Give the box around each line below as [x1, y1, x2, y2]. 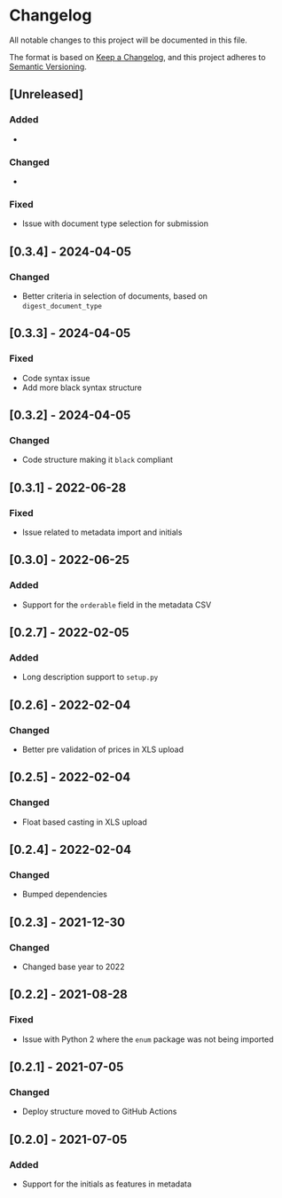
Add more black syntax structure [21, 382, 142, 393]
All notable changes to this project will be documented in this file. [9, 35, 248, 45]
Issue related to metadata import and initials [21, 527, 183, 537]
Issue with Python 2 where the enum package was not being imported [21, 1034, 274, 1045]
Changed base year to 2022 [21, 961, 125, 972]
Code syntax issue [21, 372, 90, 383]
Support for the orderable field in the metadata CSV [21, 599, 212, 610]
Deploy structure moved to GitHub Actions [21, 1106, 177, 1117]
